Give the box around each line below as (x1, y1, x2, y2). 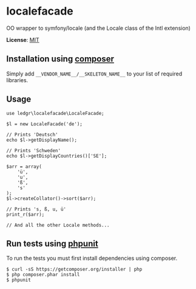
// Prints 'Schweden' (6, 147, 61, 153)
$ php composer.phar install (6, 272, 80, 278)
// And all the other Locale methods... (6, 222, 110, 228)
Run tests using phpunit (6, 239, 98, 249)
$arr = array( (6, 163, 42, 170)
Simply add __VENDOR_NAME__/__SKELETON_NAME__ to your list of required (6, 70, 183, 77)
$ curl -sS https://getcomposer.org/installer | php (6, 266, 143, 273)
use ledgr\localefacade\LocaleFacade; (6, 110, 104, 116)
